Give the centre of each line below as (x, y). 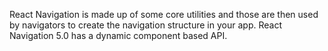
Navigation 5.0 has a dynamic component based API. (118, 35)
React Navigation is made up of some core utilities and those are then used (164, 14)
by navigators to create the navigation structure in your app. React (145, 25)
